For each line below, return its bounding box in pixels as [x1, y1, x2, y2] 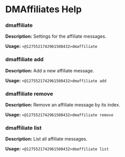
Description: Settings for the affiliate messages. [5, 33, 107, 39]
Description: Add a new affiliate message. [5, 67, 94, 73]
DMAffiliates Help [5, 4, 82, 15]
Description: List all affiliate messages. [5, 136, 88, 142]
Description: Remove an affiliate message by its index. [5, 102, 120, 108]
